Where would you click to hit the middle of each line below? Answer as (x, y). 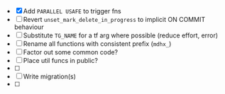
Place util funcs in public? (60, 60)
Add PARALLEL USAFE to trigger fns (72, 11)
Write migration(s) (50, 76)
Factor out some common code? (71, 52)
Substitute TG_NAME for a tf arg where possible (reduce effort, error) (121, 35)
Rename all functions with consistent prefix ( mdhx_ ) (97, 44)
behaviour (29, 27)
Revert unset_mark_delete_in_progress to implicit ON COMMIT (114, 19)
